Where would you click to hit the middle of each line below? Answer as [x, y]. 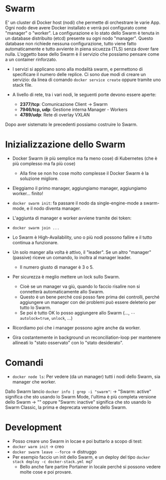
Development [34, 427]
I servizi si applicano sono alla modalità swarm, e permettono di [78, 69]
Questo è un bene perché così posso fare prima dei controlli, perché [90, 297]
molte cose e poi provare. [46, 472]
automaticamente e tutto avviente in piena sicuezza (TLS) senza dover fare [82, 49]
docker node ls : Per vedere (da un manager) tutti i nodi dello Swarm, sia [86, 377]
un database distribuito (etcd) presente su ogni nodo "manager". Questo [79, 38]
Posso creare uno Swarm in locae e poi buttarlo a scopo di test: [77, 441]
